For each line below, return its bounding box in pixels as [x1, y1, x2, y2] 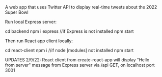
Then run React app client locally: [5, 38, 73, 44]
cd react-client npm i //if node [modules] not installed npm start [5, 48, 134, 53]
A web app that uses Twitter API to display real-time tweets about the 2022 [5, 4, 157, 10]
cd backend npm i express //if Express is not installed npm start [5, 28, 134, 34]
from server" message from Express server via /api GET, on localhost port [5, 62, 155, 68]
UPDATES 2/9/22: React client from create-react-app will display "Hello [5, 57, 150, 63]
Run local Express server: [5, 19, 57, 25]
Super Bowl [5, 9, 28, 15]
